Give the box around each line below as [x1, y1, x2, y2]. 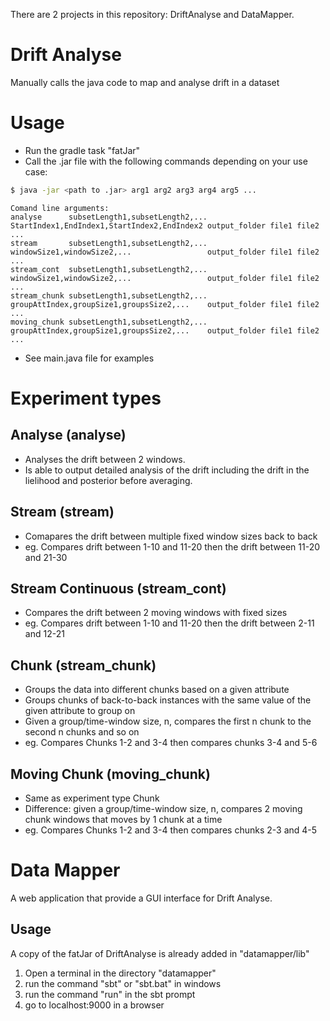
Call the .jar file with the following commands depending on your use [24, 155, 308, 167]
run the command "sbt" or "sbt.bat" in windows [24, 977, 222, 989]
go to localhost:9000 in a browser [24, 999, 165, 1011]
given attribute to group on [24, 705, 136, 717]
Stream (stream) [10, 504, 115, 521]
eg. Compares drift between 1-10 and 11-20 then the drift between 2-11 [24, 617, 315, 629]
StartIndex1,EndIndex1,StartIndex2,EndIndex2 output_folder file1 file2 [10, 220, 320, 231]
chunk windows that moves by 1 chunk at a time [24, 814, 223, 825]
